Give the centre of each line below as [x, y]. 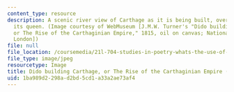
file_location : [29, 53]
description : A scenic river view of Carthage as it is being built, [110, 20]
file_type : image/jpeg [40, 59]
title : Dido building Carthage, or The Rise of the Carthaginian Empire [115, 71]
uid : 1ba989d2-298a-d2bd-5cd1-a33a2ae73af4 [71, 78]
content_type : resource [42, 13]
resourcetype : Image [37, 65]
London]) [26, 39]
